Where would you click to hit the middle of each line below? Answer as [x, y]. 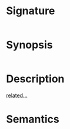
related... [17, 95]
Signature [31, 11]
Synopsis [29, 45]
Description [35, 79]
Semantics [33, 119]
